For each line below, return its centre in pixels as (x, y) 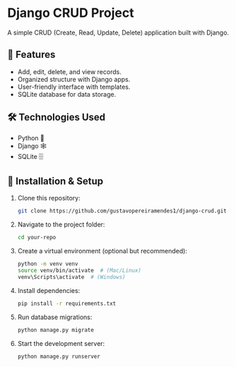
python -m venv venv (48, 264)
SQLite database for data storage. (67, 94)
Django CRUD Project (71, 13)
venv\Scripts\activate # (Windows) (71, 277)
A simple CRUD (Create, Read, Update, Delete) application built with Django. (118, 32)
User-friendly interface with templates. (74, 87)
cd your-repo (37, 238)
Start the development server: (61, 343)
